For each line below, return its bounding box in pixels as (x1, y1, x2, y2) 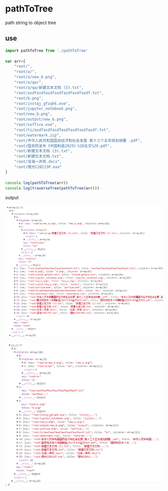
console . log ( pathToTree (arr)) (5, 180, 68, 186)
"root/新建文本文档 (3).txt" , (14, 148, 72, 153)
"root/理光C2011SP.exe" (14, 165, 62, 170)
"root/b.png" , (14, 96, 43, 101)
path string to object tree (5, 20, 56, 26)
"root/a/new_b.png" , (14, 75, 57, 80)
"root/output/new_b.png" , (14, 117, 68, 122)
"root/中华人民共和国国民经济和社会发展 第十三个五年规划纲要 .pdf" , (14, 138, 142, 143)
